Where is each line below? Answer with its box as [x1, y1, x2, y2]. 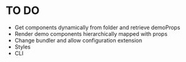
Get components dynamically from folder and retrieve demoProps [14, 24, 180, 31]
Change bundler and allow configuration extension [14, 36, 143, 44]
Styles [14, 43, 31, 50]
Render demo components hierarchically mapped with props [14, 30, 168, 37]
